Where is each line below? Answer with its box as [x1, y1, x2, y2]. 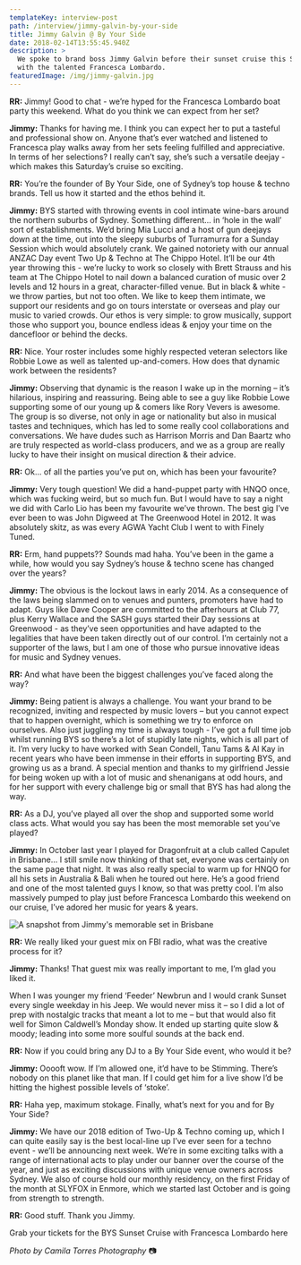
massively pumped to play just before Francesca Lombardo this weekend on [9, 892, 291, 902]
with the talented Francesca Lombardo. [17, 64, 167, 73]
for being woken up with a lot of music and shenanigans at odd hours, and [9, 772, 284, 782]
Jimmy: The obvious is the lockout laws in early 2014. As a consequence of [9, 585, 288, 595]
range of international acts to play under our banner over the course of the [9, 1154, 285, 1165]
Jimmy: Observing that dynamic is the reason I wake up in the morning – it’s [9, 382, 290, 393]
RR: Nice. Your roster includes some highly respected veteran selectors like [9, 346, 288, 356]
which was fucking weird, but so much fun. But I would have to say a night [9, 493, 284, 504]
